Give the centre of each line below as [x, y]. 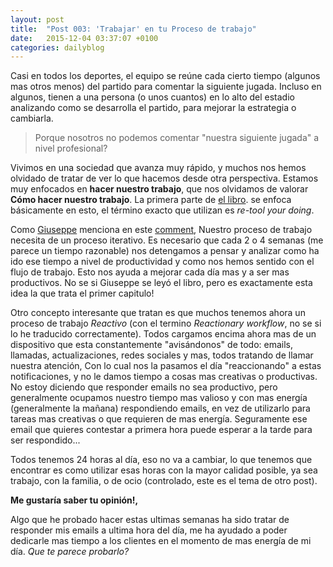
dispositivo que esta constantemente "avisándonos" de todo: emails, [152, 345]
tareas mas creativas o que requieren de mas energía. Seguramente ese [159, 419]
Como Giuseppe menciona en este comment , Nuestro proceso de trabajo [161, 230]
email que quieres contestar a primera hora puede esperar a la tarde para [161, 430]
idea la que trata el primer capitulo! [82, 293]
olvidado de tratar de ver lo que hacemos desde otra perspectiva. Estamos [164, 178]
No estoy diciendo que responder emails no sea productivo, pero [144, 387]
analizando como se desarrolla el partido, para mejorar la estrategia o [153, 108]
